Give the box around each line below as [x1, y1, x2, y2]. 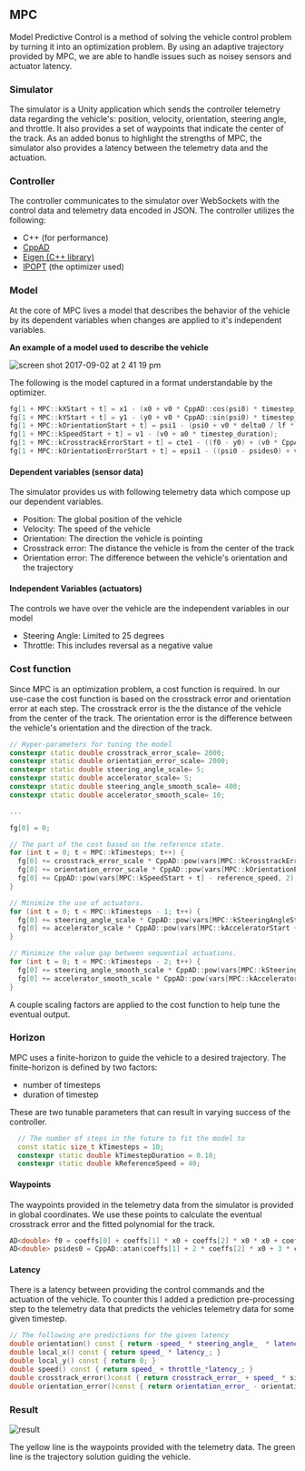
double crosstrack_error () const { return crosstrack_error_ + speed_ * [9, 1373, 286, 1382]
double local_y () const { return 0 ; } [9, 1356, 156, 1365]
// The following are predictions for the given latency [9, 1331, 230, 1340]
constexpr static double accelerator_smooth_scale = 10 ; [9, 791, 225, 800]
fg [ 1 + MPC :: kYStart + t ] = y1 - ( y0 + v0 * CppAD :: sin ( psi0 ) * [9, 413, 258, 422]
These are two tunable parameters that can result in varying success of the [9, 1106, 290, 1117]
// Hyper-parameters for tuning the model [9, 740, 172, 749]
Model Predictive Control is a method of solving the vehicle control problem [9, 31, 292, 42]
